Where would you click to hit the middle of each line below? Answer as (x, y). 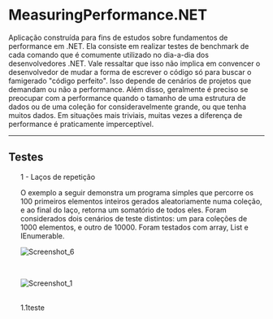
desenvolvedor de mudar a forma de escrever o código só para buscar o (130, 72)
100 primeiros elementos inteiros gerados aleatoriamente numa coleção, (141, 201)
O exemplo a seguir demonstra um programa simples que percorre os (137, 192)
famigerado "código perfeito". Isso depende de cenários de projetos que (130, 81)
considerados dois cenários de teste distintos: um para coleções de (134, 218)
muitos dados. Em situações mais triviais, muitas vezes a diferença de (126, 115)
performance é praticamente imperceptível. (81, 124)
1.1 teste (32, 308)
